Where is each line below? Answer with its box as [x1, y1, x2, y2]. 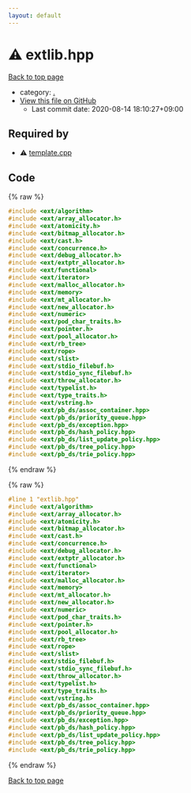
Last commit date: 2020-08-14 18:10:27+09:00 [31, 104, 184, 113]
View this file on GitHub [19, 96, 97, 105]
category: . [19, 87, 55, 97]
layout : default [8, 11, 62, 20]
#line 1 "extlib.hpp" [8, 495, 80, 503]
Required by [8, 127, 69, 140]
